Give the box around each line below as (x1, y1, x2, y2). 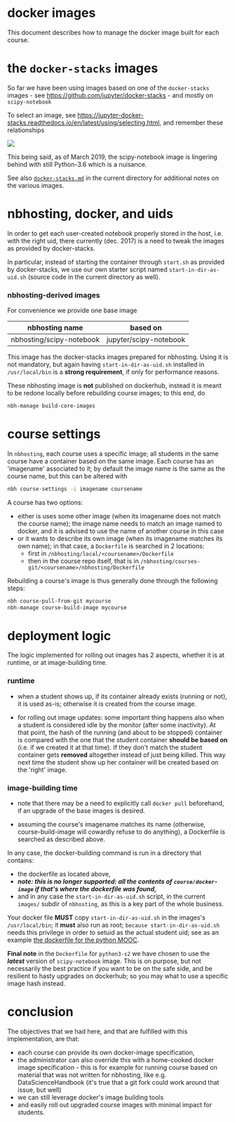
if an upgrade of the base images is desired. (17, 807, 145, 815)
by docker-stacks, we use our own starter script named (7, 265, 168, 274)
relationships (7, 125, 45, 134)
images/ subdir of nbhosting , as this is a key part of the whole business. (17, 900, 224, 908)
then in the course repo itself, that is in (27, 556, 139, 565)
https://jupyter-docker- (76, 110, 144, 119)
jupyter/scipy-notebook (106, 335, 186, 345)
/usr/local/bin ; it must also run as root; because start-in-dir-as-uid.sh (7, 921, 220, 929)
